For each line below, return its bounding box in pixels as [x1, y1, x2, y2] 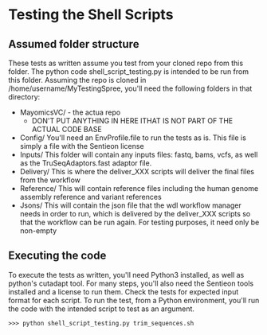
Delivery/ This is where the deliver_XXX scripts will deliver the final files [19, 167, 255, 176]
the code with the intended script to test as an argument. [8, 304, 195, 314]
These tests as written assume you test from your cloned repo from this [8, 58, 244, 68]
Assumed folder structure [8, 37, 139, 51]
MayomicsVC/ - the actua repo [19, 107, 121, 117]
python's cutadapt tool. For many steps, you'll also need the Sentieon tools [8, 279, 253, 288]
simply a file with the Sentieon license [19, 142, 145, 150]
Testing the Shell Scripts [8, 6, 174, 24]
